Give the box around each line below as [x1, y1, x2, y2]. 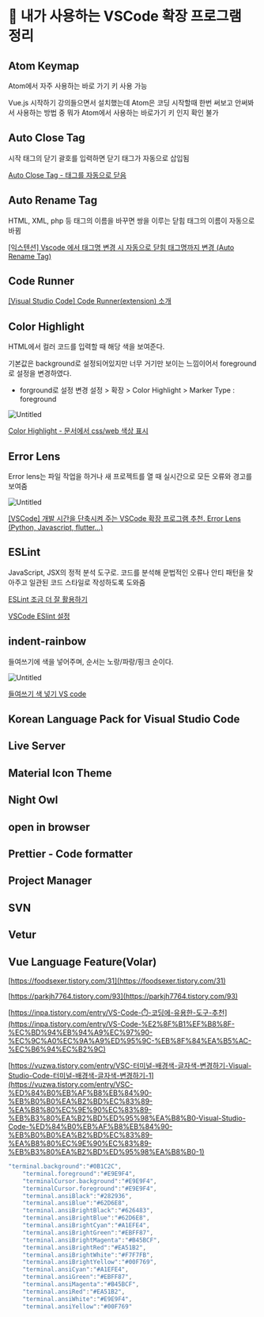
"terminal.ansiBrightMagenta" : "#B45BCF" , [22, 1236, 160, 1244]
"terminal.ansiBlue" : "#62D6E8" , [22, 1199, 129, 1208]
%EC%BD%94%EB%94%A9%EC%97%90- [8, 1028, 153, 1037]
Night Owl [8, 794, 58, 807]
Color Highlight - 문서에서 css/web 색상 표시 [8, 426, 149, 436]
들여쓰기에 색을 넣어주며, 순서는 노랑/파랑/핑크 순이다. [8, 657, 174, 666]
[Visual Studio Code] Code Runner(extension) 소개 [8, 297, 172, 306]
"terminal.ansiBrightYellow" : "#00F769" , [22, 1258, 157, 1266]
